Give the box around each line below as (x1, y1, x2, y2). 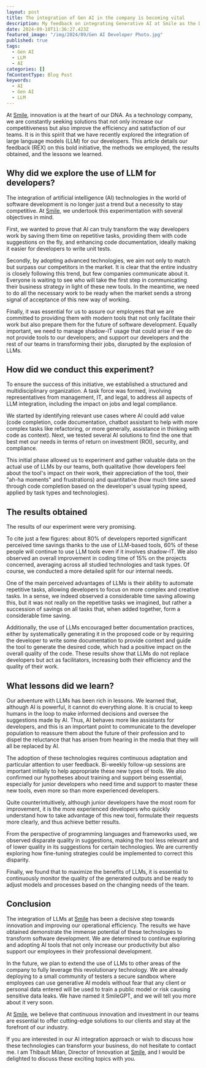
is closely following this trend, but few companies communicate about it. (6, 270, 189, 277)
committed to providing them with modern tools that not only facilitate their (6, 314, 196, 322)
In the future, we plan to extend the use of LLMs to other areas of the (6, 960, 181, 967)
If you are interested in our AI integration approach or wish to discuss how (6, 1035, 194, 1042)
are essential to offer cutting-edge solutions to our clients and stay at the (6, 1017, 191, 1024)
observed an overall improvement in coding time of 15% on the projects (6, 555, 187, 562)
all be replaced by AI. (6, 743, 60, 749)
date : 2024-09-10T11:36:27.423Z (6, 26, 89, 32)
